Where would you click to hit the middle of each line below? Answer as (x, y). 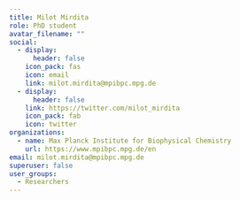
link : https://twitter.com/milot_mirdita (102, 108)
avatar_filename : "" (47, 34)
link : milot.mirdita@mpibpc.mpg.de (91, 83)
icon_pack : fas (53, 67)
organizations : (37, 133)
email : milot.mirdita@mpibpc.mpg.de (77, 157)
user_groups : (33, 173)
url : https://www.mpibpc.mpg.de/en (91, 149)
